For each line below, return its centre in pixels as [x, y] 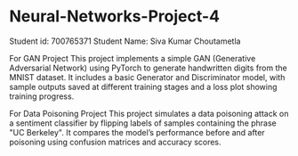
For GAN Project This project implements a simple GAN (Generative [133, 58]
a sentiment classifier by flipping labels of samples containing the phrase [143, 123]
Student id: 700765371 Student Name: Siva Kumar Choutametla [125, 41]
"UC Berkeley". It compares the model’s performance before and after [137, 132]
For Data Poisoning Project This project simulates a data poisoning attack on [149, 113]
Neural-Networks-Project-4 [115, 16]
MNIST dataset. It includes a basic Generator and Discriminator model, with [147, 77]
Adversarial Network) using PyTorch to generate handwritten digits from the [148, 68]
